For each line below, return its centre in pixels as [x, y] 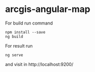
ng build [14, 36]
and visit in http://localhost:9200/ [39, 64]
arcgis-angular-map [48, 9]
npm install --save [25, 32]
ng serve [14, 55]
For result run [19, 45]
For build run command [29, 23]
